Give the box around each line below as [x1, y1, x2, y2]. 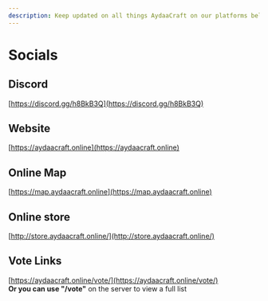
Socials [8, 45, 58, 64]
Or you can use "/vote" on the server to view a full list [8, 283, 187, 293]
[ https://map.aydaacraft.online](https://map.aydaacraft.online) [8, 187, 213, 197]
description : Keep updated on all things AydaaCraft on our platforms [8, 11, 248, 20]
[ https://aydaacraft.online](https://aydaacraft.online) [8, 143, 179, 152]
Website [8, 122, 50, 135]
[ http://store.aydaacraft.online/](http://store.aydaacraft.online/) [8, 232, 215, 241]
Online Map [8, 166, 67, 179]
